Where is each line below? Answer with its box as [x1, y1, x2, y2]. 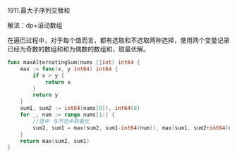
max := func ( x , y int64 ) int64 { [20, 65, 119, 73]
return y [32, 92, 59, 99]
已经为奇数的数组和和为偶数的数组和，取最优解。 [7, 45, 150, 53]
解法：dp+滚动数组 [7, 21, 63, 30]
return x [44, 78, 71, 86]
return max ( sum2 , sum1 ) [20, 137, 90, 144]
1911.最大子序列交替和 [7, 6, 71, 14]
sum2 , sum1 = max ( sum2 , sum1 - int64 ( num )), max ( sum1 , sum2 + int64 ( [32, 124, 229, 132]
